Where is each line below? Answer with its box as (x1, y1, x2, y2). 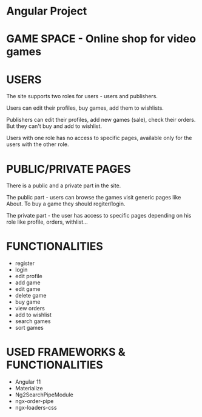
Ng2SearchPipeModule (15, 391, 74, 398)
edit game (15, 285, 41, 293)
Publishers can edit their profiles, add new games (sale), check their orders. (6, 116, 196, 124)
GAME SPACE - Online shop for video (6, 32, 196, 46)
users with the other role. (6, 141, 69, 148)
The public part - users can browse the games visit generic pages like (6, 194, 181, 201)
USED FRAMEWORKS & (6, 345, 126, 359)
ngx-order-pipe (15, 398, 54, 405)
